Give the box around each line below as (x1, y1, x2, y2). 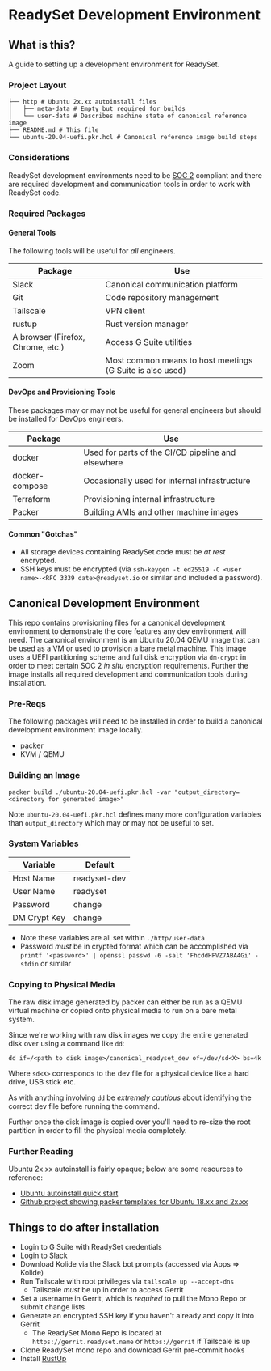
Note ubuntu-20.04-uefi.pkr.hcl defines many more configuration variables (8, 809, 261, 819)
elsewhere (83, 456, 123, 468)
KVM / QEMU (19, 749, 65, 759)
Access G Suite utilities (105, 336, 192, 347)
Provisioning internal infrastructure (83, 493, 215, 504)
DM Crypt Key (12, 912, 66, 923)
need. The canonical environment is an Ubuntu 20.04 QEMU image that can (8, 635, 261, 644)
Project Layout (8, 79, 67, 91)
